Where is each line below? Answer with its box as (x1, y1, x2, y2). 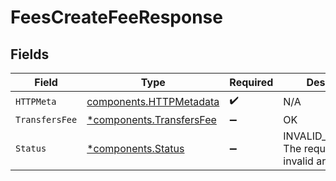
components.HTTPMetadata (86, 94, 220, 108)
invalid (283, 154, 314, 168)
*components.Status (86, 142, 185, 155)
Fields (10, 46, 50, 63)
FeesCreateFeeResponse (10, 6, 223, 29)
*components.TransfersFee (86, 113, 217, 126)
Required (229, 76, 274, 89)
